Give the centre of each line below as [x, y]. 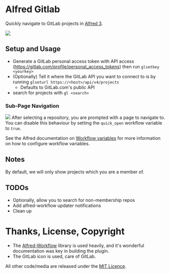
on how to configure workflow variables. [48, 144]
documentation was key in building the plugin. [61, 251]
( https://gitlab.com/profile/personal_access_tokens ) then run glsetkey [86, 67]
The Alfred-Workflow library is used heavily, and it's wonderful [78, 246]
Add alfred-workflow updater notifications [57, 205]
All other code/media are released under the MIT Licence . [66, 266]
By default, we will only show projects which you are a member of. [75, 172]
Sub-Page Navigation [32, 106]
